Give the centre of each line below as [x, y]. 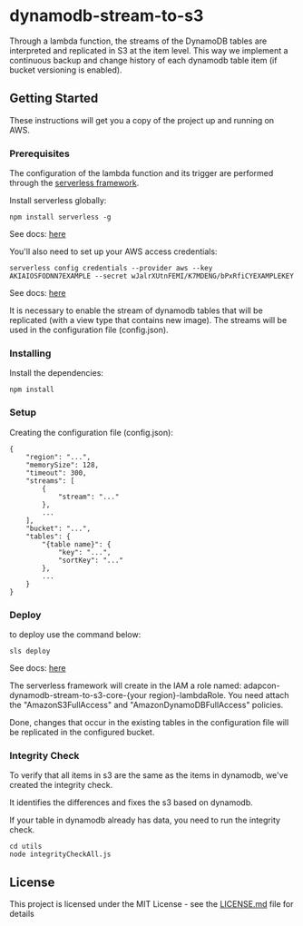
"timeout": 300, [57, 473]
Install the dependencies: [57, 373]
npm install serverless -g [60, 217]
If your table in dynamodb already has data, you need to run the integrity [145, 820]
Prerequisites [39, 153]
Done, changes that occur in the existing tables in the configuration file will [149, 722]
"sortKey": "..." [91, 560]
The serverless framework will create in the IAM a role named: [126, 685]
